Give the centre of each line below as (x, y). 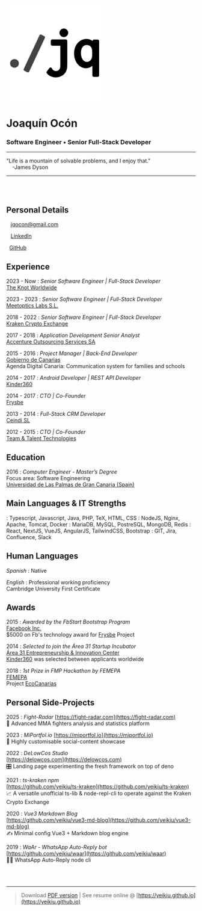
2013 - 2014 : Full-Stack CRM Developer (56, 414)
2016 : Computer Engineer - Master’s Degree (62, 472)
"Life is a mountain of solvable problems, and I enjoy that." (78, 161)
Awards (21, 607)
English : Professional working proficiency (58, 582)
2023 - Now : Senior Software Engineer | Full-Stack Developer (84, 281)
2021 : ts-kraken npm (32, 780)
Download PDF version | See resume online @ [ (80, 895)
